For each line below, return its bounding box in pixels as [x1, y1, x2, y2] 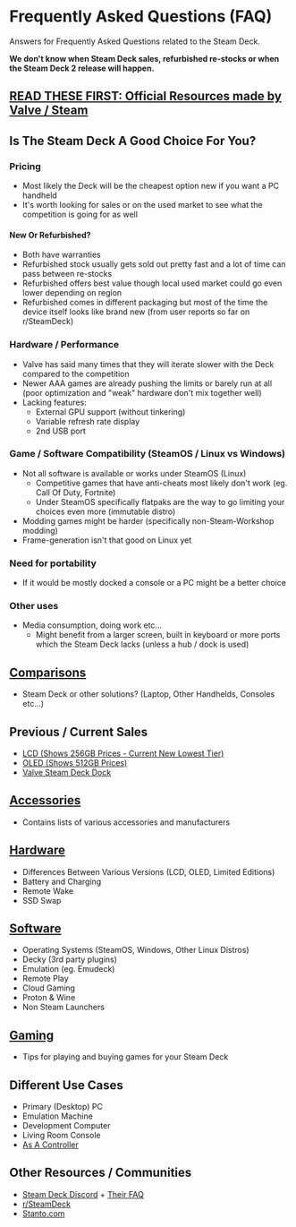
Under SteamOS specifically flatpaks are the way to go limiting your [35, 496, 285, 507]
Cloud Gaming [21, 982, 76, 993]
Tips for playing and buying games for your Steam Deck [21, 1051, 229, 1062]
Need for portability [9, 557, 97, 570]
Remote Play [21, 974, 69, 984]
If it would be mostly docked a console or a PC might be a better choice [21, 578, 287, 588]
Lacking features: [21, 397, 87, 408]
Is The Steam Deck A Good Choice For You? [9, 133, 257, 149]
